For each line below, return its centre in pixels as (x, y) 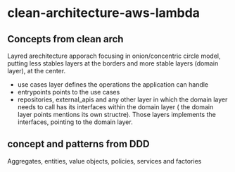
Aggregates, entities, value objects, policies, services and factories (104, 161)
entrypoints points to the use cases (69, 92)
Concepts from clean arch (65, 39)
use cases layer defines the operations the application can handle (113, 85)
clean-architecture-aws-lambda (104, 13)
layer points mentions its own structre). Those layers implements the (116, 115)
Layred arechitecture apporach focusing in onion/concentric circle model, (114, 56)
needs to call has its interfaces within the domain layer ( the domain (115, 107)
